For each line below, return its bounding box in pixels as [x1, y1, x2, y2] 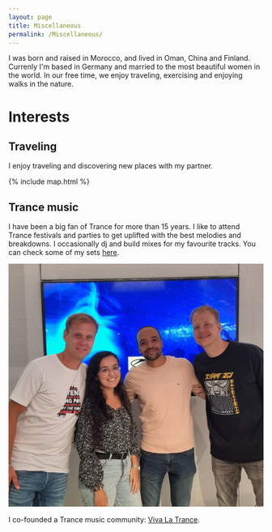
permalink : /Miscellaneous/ [8, 30, 104, 38]
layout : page [8, 13, 53, 21]
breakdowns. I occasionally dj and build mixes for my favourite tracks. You [8, 239, 257, 249]
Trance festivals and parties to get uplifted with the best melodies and [8, 231, 241, 240]
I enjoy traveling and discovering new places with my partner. [8, 161, 213, 171]
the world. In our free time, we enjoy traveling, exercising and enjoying [8, 70, 243, 80]
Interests [8, 108, 70, 126]
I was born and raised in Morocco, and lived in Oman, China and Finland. [8, 53, 251, 63]
